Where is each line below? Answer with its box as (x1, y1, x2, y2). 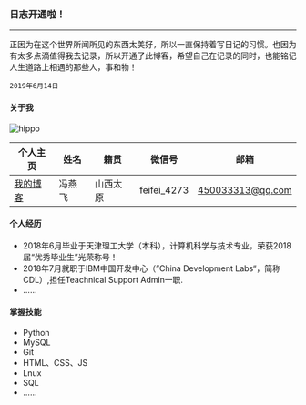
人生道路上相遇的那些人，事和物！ (9, 62, 138, 73)
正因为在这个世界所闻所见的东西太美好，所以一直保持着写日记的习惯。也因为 (9, 39, 297, 50)
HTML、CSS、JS (22, 357, 88, 368)
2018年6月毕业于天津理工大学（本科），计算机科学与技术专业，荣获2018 (22, 239, 291, 251)
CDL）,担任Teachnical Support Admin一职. (22, 274, 184, 285)
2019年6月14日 (9, 82, 59, 91)
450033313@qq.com (197, 184, 292, 197)
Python (22, 327, 50, 338)
